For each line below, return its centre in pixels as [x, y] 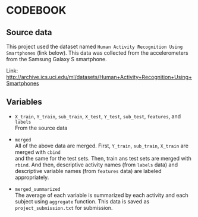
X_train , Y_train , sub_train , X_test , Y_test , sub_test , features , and [98, 116]
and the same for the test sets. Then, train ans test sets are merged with [103, 158]
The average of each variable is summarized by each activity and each [101, 195]
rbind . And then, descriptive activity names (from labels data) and [96, 165]
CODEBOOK [36, 10]
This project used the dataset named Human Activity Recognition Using [95, 46]
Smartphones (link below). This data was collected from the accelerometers [97, 53]
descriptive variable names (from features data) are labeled [88, 171]
